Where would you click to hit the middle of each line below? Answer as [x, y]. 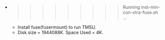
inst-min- [150, 7]
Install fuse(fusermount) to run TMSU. [57, 27]
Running [131, 7]
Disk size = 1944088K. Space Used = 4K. [60, 32]
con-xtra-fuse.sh [140, 12]
